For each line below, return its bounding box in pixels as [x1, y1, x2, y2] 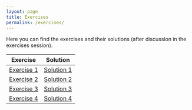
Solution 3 [44, 85, 72, 93]
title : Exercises [6, 14, 49, 20]
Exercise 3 [9, 85, 38, 93]
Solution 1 [44, 66, 72, 74]
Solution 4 [44, 95, 72, 103]
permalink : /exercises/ [6, 19, 65, 25]
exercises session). [6, 42, 53, 49]
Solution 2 [44, 75, 72, 84]
